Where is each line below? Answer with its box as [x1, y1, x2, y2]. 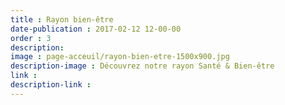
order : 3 [10, 33, 52, 43]
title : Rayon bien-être [10, 14, 114, 25]
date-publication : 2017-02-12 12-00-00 [10, 24, 182, 34]
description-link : [10, 80, 92, 90]
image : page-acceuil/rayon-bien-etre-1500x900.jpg [10, 52, 230, 62]
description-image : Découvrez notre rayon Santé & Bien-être [10, 61, 275, 71]
